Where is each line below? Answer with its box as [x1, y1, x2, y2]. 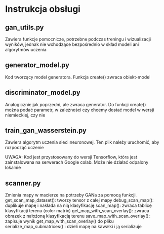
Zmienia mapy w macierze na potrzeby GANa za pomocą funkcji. [5, 192, 137, 198]
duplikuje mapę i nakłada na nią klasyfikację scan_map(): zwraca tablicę [5, 202, 152, 208]
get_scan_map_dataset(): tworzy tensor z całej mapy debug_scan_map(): [5, 197, 154, 203]
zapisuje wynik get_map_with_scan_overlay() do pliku [5, 218, 114, 224]
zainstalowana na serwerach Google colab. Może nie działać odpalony [5, 159, 149, 165]
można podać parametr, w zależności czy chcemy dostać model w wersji [5, 107, 154, 113]
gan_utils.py [5, 23, 44, 32]
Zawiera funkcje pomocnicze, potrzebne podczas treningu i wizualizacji [5, 36, 151, 42]
